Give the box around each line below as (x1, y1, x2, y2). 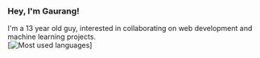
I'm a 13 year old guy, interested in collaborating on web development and (7, 24, 253, 33)
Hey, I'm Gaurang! (7, 6, 80, 17)
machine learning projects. (7, 32, 97, 41)
